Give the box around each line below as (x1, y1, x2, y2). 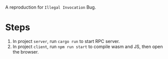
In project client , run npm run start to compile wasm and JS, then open (12, 43, 163, 49)
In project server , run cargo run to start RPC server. (12, 38, 120, 44)
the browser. (12, 48, 39, 54)
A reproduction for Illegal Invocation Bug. (5, 4, 96, 10)
